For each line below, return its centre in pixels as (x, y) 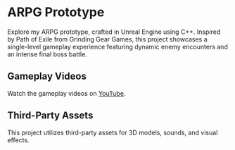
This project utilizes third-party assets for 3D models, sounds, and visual (113, 132)
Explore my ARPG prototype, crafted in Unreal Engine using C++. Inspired (114, 32)
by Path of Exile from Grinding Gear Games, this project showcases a (107, 39)
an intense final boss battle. (47, 54)
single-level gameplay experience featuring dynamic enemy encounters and (118, 46)
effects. (18, 140)
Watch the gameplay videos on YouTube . (66, 93)
